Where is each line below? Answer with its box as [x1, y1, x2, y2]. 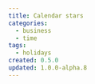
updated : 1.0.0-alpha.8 [8, 64, 88, 72]
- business [15, 26, 52, 34]
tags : [8, 42, 26, 50]
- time [15, 34, 38, 42]
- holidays [15, 49, 52, 57]
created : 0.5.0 [8, 57, 59, 65]
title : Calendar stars [8, 11, 84, 20]
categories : [8, 19, 48, 27]
